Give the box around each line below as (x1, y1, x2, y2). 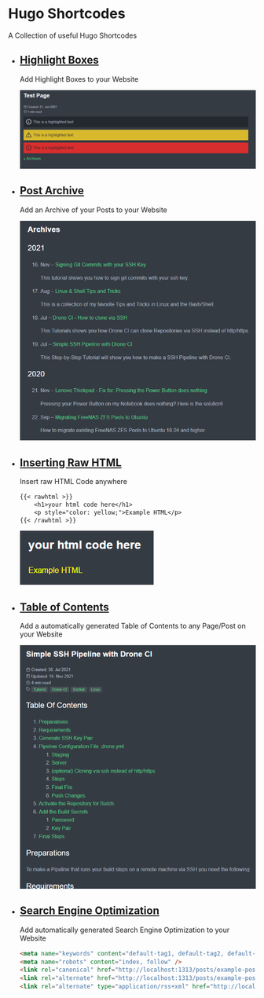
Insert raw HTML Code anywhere (19, 477, 128, 486)
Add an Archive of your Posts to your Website (19, 205, 167, 215)
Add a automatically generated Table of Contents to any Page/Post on (19, 622, 246, 631)
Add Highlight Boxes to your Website (19, 74, 139, 83)
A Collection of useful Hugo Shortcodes (8, 31, 137, 40)
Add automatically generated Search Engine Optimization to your (19, 925, 230, 934)
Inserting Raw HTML (19, 456, 122, 469)
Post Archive (19, 184, 85, 197)
